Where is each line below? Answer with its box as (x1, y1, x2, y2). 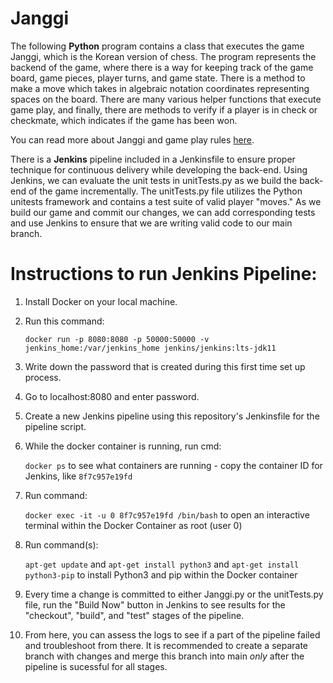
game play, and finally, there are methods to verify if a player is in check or (10, 103, 318, 116)
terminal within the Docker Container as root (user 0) (24, 519, 243, 531)
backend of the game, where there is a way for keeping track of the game (10, 61, 314, 73)
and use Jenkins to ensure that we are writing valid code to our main (10, 217, 293, 229)
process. (24, 371, 62, 383)
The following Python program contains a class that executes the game (10, 40, 305, 52)
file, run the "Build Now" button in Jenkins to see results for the (24, 598, 286, 611)
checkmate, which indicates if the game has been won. (10, 114, 238, 126)
